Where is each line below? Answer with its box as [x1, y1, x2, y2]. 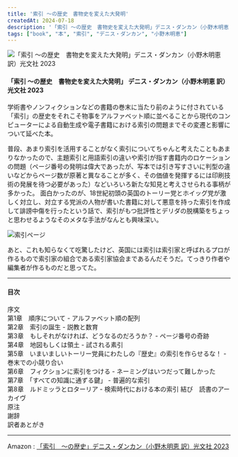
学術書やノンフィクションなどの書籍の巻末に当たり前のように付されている [7, 103, 225, 111]
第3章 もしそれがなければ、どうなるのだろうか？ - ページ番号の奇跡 [7, 331, 210, 340]
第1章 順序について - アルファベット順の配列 [7, 314, 140, 322]
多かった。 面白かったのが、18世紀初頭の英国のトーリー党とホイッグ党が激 [7, 189, 227, 197]
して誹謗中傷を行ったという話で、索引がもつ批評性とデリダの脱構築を [7, 207, 212, 215]
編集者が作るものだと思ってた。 [7, 263, 101, 272]
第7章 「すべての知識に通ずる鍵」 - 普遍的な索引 [7, 375, 150, 384]
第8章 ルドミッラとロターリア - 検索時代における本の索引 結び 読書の [7, 385, 218, 393]
